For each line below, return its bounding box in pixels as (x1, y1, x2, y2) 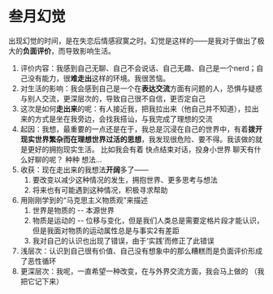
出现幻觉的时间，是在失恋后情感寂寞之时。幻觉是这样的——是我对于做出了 (8, 36, 258, 45)
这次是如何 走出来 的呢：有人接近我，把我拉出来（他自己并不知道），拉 (19, 103, 252, 114)
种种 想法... (64, 154, 102, 164)
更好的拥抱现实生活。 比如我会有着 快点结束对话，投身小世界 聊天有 (27, 144, 254, 154)
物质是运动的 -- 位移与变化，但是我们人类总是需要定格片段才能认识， (32, 215, 264, 225)
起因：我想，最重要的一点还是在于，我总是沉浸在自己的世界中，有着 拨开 (19, 123, 262, 134)
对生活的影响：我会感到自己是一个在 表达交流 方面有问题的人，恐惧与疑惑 (19, 83, 262, 93)
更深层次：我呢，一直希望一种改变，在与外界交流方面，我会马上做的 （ (19, 266, 258, 276)
